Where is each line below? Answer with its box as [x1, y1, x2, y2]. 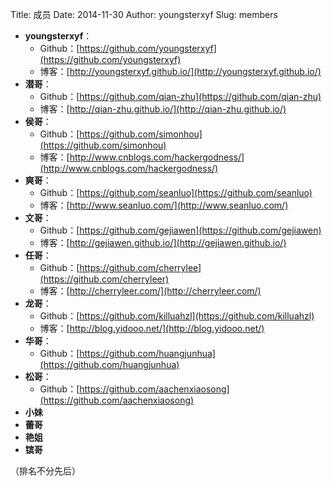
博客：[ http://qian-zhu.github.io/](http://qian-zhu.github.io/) [39, 103, 287, 115]
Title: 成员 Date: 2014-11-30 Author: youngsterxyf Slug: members [10, 9, 278, 20]
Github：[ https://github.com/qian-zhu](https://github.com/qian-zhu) [39, 91, 322, 102]
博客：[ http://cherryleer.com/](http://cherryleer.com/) [39, 285, 262, 297]
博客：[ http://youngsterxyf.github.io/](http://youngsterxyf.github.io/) [39, 66, 322, 77]
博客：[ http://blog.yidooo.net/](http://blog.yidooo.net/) [39, 323, 265, 334]
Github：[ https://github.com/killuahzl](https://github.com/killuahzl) [39, 310, 315, 322]
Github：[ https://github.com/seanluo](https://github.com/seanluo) [39, 187, 313, 198]
